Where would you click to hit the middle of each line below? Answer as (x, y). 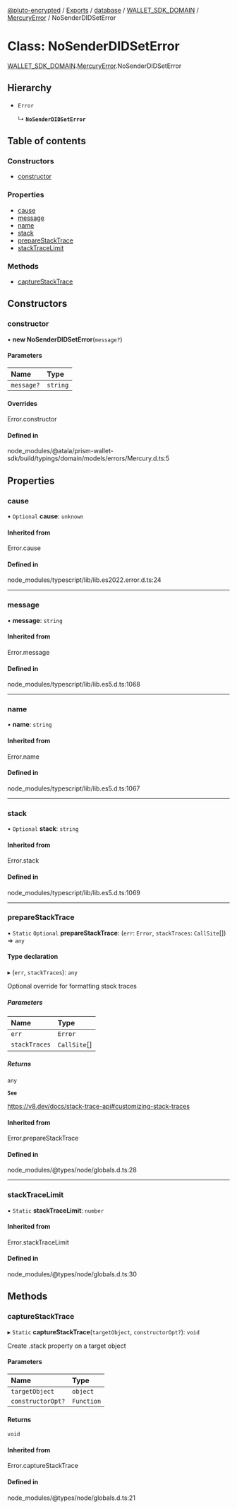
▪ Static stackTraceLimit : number (56, 1210)
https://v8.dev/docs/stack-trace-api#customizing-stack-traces (99, 1106)
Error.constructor (32, 419)
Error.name (24, 757)
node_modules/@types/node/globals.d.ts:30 (72, 1274)
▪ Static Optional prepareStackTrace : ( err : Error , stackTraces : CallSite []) (117, 933)
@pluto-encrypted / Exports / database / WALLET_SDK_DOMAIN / (103, 10)
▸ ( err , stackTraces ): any (42, 972)
